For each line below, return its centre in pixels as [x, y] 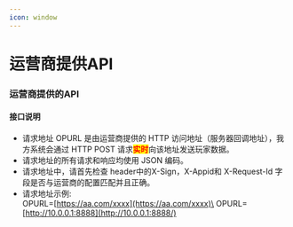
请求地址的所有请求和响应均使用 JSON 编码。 [105, 160]
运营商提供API [61, 64]
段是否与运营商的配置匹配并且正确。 [88, 182]
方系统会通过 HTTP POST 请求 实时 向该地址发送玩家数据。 [128, 149]
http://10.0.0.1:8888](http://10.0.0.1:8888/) [101, 213]
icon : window [33, 17]
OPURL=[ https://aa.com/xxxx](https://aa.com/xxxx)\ [118, 203]
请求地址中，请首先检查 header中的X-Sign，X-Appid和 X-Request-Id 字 [152, 171]
